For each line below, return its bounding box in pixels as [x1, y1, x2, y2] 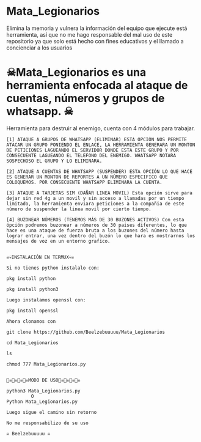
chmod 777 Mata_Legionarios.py [6, 361, 86, 367]
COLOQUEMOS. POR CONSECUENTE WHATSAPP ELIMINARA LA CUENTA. [6, 179, 163, 185]
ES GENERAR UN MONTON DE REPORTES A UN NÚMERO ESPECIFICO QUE [6, 174, 168, 180]
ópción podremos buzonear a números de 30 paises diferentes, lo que [6, 222, 188, 228]
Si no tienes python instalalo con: [6, 265, 100, 271]
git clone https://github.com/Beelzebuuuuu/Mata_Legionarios [6, 329, 166, 335]
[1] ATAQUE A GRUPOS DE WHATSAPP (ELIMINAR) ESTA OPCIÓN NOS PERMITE [6, 136, 188, 142]
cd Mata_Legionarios [6, 339, 59, 346]
